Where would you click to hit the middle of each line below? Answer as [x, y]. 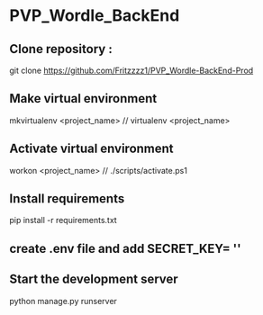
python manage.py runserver [63, 301]
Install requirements [67, 199]
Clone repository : [61, 49]
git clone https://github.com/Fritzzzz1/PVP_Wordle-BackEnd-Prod [131, 70]
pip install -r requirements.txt [63, 220]
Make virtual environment [83, 99]
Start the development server [94, 279]
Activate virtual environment [91, 149]
